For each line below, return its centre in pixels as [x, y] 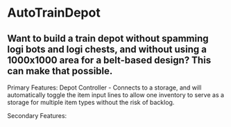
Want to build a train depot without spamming [108, 39]
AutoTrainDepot [54, 13]
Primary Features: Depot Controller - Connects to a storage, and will [104, 87]
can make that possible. [60, 71]
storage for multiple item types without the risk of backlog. [91, 102]
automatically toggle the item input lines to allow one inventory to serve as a [115, 95]
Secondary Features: [37, 116]
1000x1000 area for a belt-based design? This [109, 60]
